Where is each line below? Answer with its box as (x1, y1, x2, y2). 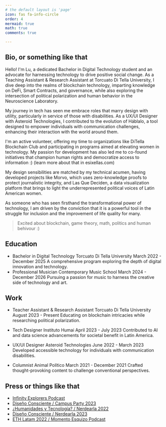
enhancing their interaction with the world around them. (5, 129, 119, 135)
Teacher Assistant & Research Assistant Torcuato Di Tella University (12, 307, 151, 313)
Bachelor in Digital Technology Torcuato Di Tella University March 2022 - (12, 253, 162, 259)
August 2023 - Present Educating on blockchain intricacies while (12, 312, 145, 318)
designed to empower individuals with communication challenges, (5, 123, 140, 129)
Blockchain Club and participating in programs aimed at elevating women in (5, 144, 160, 150)
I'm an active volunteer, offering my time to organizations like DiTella (5, 138, 145, 144)
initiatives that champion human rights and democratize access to (5, 154, 140, 160)
